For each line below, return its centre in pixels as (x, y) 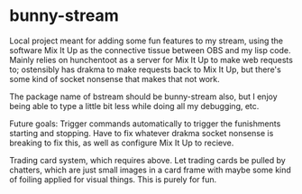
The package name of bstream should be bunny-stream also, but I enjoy (143, 97)
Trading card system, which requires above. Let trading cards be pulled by (147, 160)
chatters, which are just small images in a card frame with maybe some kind (150, 170)
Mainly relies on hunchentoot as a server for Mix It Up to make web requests (151, 60)
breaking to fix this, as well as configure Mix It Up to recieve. (122, 143)
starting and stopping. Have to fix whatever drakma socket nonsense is (142, 133)
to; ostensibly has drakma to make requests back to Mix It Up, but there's (145, 69)
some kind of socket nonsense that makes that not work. (115, 79)
